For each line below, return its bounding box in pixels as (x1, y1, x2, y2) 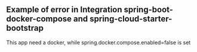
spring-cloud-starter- (89, 14, 173, 24)
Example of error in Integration (6, 5, 122, 15)
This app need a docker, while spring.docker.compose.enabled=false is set (6, 38, 191, 46)
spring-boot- (124, 5, 173, 15)
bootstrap (6, 23, 44, 33)
